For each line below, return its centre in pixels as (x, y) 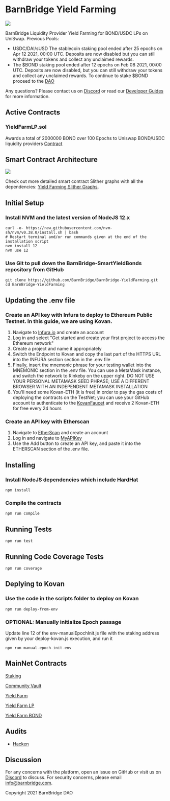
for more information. (27, 96)
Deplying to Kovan (35, 584)
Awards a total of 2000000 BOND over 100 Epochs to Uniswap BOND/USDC (85, 138)
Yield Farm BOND (24, 715)
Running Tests (29, 529)
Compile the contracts (34, 503)
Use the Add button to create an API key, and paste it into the (77, 443)
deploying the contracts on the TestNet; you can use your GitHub (81, 397)
